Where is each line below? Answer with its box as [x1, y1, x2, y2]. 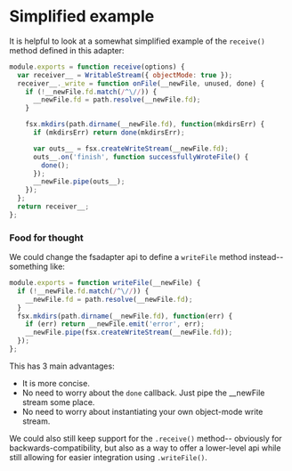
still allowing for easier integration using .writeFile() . [9, 451, 207, 462]
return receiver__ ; [17, 202, 90, 211]
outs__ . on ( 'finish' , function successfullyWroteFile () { [32, 152, 249, 161]
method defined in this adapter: [9, 45, 125, 55]
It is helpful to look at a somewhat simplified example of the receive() [9, 36, 265, 46]
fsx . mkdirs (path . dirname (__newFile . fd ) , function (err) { [17, 312, 233, 321]
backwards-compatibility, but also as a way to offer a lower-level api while [9, 443, 281, 453]
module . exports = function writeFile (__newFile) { [9, 279, 201, 288]
